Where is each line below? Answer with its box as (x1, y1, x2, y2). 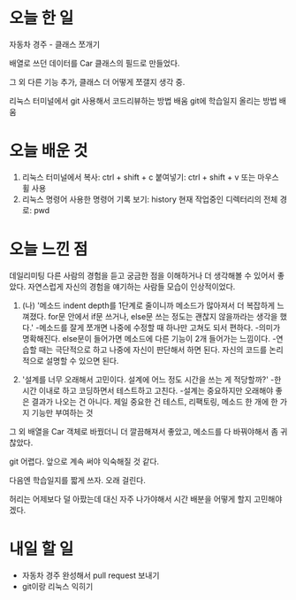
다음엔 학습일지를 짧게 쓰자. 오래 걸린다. (9, 474, 146, 485)
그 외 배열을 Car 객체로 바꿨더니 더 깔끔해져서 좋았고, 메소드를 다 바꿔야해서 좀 (9, 426, 278, 436)
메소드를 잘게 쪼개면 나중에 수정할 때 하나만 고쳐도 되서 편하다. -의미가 (39, 322, 281, 333)
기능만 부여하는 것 (31, 407, 94, 418)
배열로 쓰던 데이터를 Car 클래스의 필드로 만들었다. (9, 58, 180, 68)
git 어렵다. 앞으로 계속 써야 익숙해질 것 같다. (9, 456, 160, 466)
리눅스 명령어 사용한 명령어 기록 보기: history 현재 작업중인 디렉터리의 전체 (21, 194, 278, 204)
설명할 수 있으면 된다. (45, 355, 119, 365)
